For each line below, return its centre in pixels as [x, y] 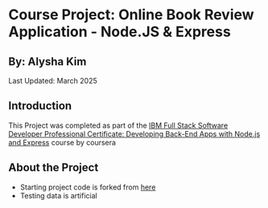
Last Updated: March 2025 [53, 81]
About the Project [54, 167]
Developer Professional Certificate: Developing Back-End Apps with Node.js [134, 133]
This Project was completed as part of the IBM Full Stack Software [118, 125]
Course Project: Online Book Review [132, 15]
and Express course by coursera [62, 142]
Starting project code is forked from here [88, 187]
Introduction [40, 106]
